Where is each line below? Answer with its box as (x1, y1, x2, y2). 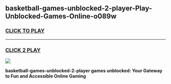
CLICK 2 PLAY (5, 46, 41, 53)
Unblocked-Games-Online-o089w (5, 12, 117, 21)
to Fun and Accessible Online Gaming (5, 73, 87, 79)
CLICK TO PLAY (5, 27, 45, 35)
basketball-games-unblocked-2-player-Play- (5, 4, 153, 13)
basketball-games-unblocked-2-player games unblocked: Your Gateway (5, 67, 163, 73)
